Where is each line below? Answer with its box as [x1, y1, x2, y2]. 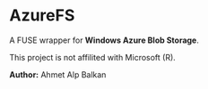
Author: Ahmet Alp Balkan [9, 69, 107, 80]
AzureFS [9, 5, 75, 26]
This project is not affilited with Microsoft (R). [9, 52, 177, 62]
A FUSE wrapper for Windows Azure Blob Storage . [9, 35, 200, 45]
